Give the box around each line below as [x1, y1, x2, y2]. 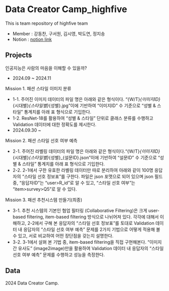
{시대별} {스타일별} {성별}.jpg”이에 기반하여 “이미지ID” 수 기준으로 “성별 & [12, 102, 156, 108]
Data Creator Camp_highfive [5, 4, 128, 15]
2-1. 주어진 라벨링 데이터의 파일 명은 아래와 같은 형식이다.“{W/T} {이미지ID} [12, 148, 160, 154]
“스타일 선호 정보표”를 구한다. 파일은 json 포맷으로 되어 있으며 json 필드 [22, 173, 163, 180]
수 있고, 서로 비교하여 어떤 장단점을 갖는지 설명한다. [12, 232, 114, 239]
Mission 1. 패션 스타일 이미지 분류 [5, 85, 72, 91]
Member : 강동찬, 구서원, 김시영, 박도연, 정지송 [12, 30, 105, 36]
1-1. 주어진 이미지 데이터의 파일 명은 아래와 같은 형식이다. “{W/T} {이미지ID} [12, 96, 160, 102]
